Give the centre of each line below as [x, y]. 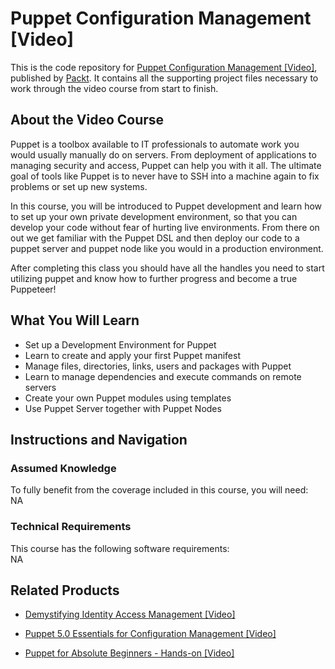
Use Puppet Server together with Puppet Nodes [123, 408]
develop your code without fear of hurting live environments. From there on [165, 227]
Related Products [65, 590]
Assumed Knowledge [63, 468]
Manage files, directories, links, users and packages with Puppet [158, 366]
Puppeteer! [33, 289]
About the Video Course [87, 120]
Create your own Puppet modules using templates [128, 398]
